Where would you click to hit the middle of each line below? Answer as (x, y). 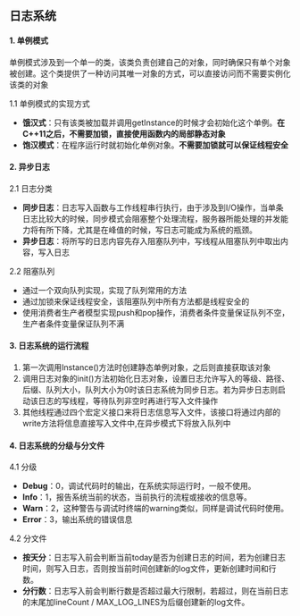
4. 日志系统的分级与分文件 (57, 445)
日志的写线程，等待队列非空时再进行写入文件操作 (128, 401)
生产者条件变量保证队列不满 (73, 324)
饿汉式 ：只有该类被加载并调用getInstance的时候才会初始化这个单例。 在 (154, 122)
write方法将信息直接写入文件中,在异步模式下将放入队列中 (126, 423)
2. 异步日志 (30, 167)
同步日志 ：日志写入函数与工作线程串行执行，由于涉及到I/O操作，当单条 (153, 207)
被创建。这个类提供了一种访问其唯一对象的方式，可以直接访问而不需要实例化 (150, 73)
